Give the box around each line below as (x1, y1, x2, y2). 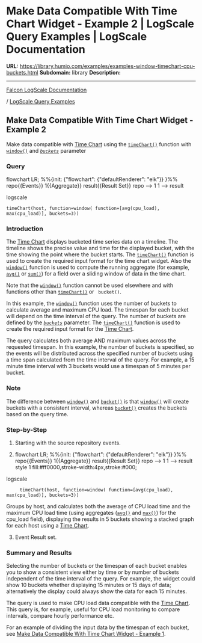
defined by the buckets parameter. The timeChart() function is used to (6, 319, 180, 326)
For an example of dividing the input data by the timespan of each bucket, (6, 624, 189, 631)
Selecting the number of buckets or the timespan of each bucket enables (6, 562, 188, 570)
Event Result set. (14, 534, 57, 541)
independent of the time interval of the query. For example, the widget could (6, 575, 195, 582)
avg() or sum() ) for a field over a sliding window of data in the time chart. (6, 270, 186, 277)
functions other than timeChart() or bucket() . (6, 288, 122, 295)
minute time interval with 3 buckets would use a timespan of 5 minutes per (6, 363, 191, 370)
